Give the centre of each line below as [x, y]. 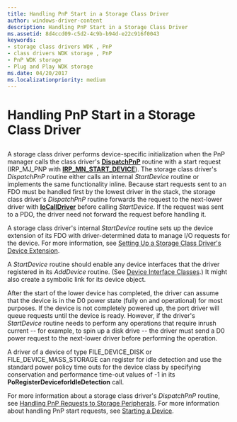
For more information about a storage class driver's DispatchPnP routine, [114, 395]
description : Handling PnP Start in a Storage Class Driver [98, 27]
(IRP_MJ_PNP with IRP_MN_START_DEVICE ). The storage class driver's [112, 169]
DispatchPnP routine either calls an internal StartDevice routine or [103, 176]
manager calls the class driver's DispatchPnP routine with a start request [114, 161]
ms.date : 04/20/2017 [38, 73]
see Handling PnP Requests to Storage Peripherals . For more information [113, 403]
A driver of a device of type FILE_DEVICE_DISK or [80, 352]
